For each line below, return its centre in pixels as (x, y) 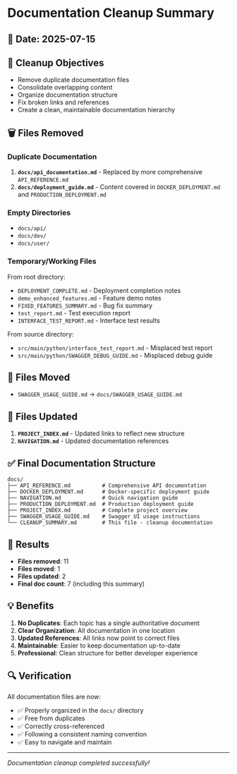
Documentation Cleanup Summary (111, 13)
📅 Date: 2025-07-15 (51, 39)
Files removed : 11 (43, 561)
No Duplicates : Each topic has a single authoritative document (108, 623)
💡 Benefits (31, 606)
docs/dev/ (32, 236)
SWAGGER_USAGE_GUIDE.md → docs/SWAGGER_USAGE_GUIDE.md (99, 394)
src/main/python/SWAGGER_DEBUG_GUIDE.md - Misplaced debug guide (115, 355)
